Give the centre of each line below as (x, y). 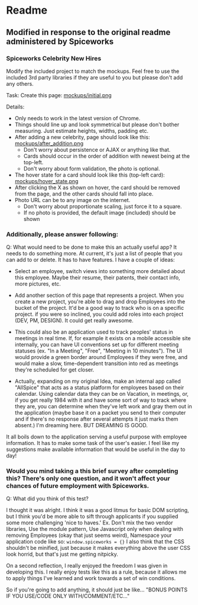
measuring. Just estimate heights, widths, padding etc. (82, 130)
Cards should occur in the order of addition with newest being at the (107, 156)
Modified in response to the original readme (88, 32)
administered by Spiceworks (60, 41)
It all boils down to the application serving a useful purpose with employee (97, 437)
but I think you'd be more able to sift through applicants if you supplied (92, 517)
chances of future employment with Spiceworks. (78, 486)
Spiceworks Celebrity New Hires (54, 58)
